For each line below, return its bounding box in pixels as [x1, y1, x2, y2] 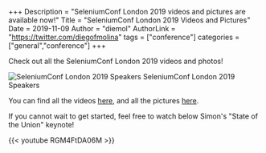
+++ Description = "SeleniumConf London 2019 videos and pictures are [8, 7, 247, 16]
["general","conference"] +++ [8, 41, 107, 50]
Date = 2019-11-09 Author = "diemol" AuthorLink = [8, 24, 176, 33]
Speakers [8, 80, 40, 90]
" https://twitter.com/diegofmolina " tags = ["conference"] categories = [8, 32, 240, 42]
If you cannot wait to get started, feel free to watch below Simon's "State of [8, 111, 259, 121]
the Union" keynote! [8, 120, 75, 129]
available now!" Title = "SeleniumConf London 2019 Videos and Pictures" [8, 15, 251, 25]
